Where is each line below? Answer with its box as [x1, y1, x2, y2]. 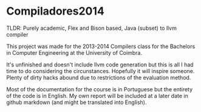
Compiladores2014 [6, 4, 104, 18]
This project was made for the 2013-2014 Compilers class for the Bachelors [6, 43, 196, 50]
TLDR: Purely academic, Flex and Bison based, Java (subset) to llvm [6, 24, 177, 32]
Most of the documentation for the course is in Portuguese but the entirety [6, 85, 193, 93]
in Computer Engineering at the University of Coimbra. [6, 49, 143, 56]
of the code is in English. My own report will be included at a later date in [6, 92, 188, 99]
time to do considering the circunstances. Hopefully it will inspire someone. [6, 67, 195, 74]
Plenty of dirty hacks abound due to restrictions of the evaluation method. [6, 74, 191, 81]
